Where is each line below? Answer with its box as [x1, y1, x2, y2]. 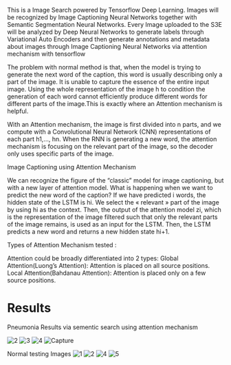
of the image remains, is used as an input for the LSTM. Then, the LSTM [7, 220, 211, 228]
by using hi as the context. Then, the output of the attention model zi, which [7, 206, 222, 213]
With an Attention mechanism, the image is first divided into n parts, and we [7, 121, 221, 128]
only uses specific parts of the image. [7, 149, 114, 158]
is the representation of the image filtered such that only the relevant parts [7, 213, 218, 221]
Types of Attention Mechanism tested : [7, 241, 117, 249]
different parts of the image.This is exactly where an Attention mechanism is [7, 100, 223, 107]
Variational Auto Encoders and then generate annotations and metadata [7, 35, 210, 43]
